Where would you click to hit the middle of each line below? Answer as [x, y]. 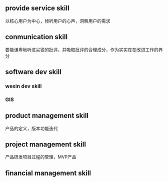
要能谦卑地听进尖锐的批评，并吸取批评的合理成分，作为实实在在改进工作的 [82, 49]
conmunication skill [36, 37]
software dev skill [33, 72]
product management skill [47, 116]
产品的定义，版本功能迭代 [31, 128]
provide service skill [37, 8]
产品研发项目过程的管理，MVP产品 [41, 157]
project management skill [46, 144]
